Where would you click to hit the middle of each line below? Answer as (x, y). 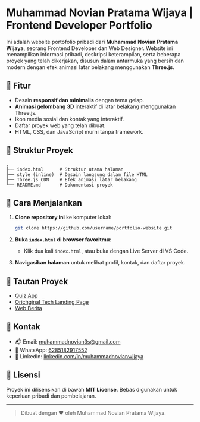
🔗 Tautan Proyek (37, 281)
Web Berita (29, 308)
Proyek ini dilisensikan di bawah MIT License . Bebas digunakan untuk (92, 389)
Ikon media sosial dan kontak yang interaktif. (69, 119)
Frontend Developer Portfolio (79, 25)
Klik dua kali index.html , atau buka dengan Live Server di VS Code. (106, 251)
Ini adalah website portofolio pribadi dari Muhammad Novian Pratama (92, 42)
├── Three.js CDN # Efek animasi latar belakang (71, 179)
